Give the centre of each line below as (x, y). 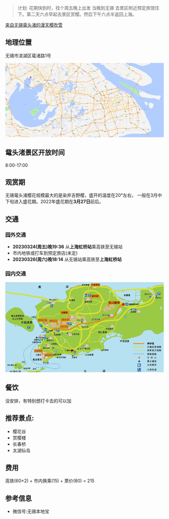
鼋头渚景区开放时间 (35, 153)
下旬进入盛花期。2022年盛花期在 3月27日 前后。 (55, 202)
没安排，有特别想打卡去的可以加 (38, 401)
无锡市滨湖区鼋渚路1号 (28, 56)
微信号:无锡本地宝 (31, 511)
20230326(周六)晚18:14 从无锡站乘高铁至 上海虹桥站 (67, 259)
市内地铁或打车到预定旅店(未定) (45, 253)
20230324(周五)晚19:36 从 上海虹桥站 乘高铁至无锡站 (67, 247)
